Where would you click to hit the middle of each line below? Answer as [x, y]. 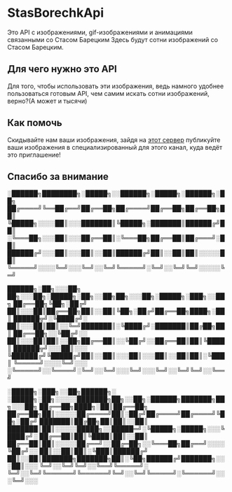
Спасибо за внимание [58, 176]
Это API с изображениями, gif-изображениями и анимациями [100, 32]
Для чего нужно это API [62, 69]
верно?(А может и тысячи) [47, 101]
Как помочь [35, 123]
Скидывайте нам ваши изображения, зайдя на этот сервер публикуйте [114, 140]
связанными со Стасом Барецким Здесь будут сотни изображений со [113, 39]
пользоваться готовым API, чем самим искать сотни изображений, [109, 93]
